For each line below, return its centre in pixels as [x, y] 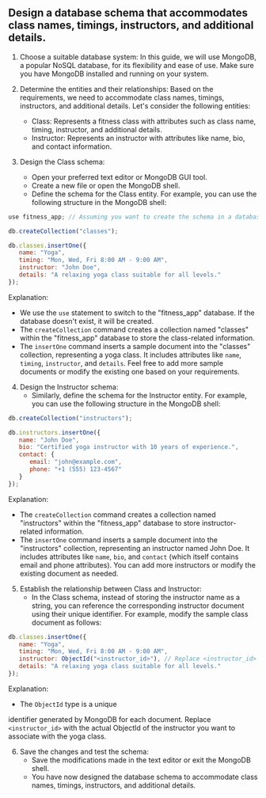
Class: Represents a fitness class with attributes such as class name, [144, 121]
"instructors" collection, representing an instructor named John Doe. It [135, 548]
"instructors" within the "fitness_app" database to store [110, 522]
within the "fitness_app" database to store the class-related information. [137, 338]
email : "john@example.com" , [76, 462]
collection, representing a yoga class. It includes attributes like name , [130, 355]
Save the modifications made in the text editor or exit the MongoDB [141, 760]
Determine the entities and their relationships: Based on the [116, 89]
